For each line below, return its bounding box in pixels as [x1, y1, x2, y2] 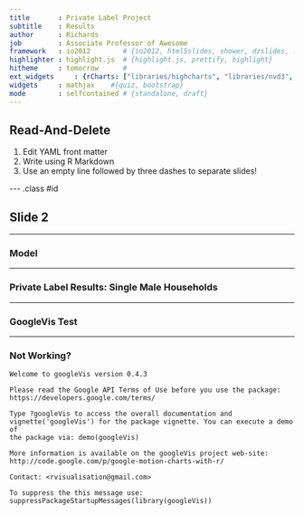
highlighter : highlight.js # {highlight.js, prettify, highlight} [9, 55, 273, 64]
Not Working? [9, 349, 72, 362]
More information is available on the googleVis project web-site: [9, 449, 270, 458]
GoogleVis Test [9, 315, 79, 328]
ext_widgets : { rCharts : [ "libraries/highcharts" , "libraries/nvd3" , [9, 72, 294, 81]
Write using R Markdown [22, 156, 115, 167]
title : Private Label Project [9, 13, 152, 23]
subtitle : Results [9, 22, 95, 31]
